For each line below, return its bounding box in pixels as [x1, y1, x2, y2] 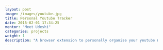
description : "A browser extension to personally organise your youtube [5, 38, 155, 43]
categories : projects [5, 29, 49, 34]
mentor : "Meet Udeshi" [5, 25, 51, 30]
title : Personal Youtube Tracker [5, 16, 73, 20]
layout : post [5, 7, 32, 12]
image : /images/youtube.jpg [5, 11, 62, 16]
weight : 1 [5, 34, 25, 39]
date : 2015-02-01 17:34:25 [5, 20, 60, 25]
